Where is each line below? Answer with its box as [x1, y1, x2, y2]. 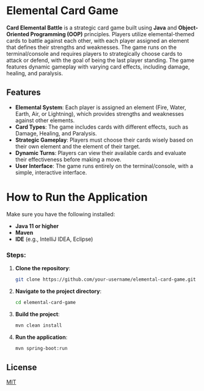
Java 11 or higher [15, 222, 59, 230]
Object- [178, 24, 199, 31]
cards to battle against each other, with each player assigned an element [6, 37, 189, 44]
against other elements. [15, 116, 75, 124]
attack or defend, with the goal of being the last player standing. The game [6, 56, 194, 64]
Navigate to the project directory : [15, 287, 102, 295]
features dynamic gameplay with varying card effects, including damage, [6, 63, 191, 70]
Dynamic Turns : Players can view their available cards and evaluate [15, 149, 186, 156]
